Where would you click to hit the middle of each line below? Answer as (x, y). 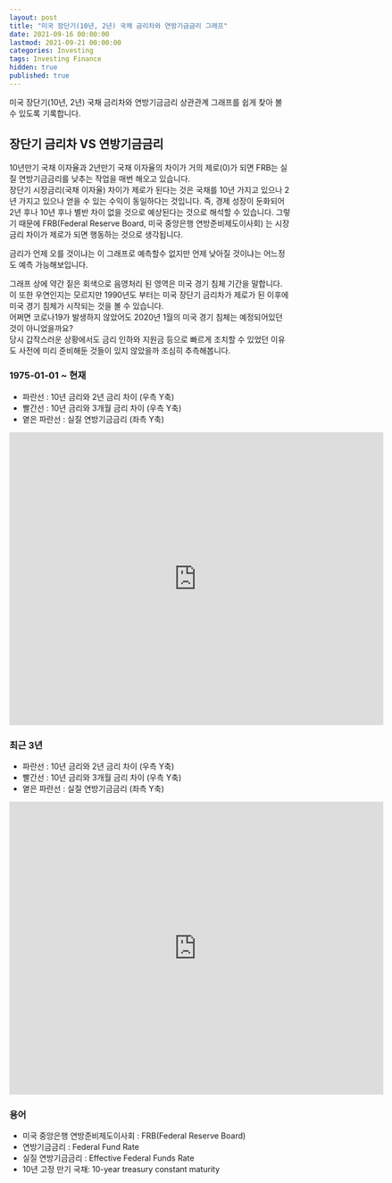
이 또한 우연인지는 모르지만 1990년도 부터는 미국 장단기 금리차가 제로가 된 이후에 (149, 295)
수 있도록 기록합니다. (45, 113)
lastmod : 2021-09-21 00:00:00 (66, 42)
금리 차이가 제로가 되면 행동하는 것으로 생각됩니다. (96, 234)
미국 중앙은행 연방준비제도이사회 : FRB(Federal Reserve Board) (134, 1136)
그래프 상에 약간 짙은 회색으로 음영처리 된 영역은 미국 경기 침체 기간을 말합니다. (146, 283)
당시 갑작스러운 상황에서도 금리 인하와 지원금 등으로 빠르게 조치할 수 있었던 (139, 339)
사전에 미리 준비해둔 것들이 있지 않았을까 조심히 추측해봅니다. (125, 350)
